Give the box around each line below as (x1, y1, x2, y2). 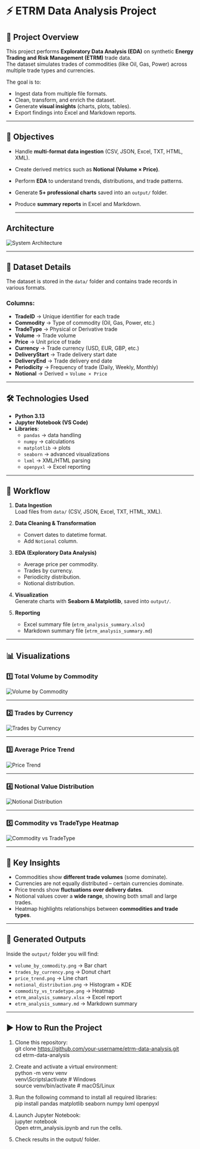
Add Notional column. (23, 537, 79, 545)
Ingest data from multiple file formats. (14, 90, 108, 97)
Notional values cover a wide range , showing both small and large (14, 893, 177, 900)
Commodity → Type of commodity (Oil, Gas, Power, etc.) (14, 319, 155, 326)
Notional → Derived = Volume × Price (14, 370, 108, 377)
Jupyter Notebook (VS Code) (14, 419, 88, 426)
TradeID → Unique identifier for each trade (14, 312, 120, 319)
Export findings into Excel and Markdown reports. (14, 109, 137, 116)
